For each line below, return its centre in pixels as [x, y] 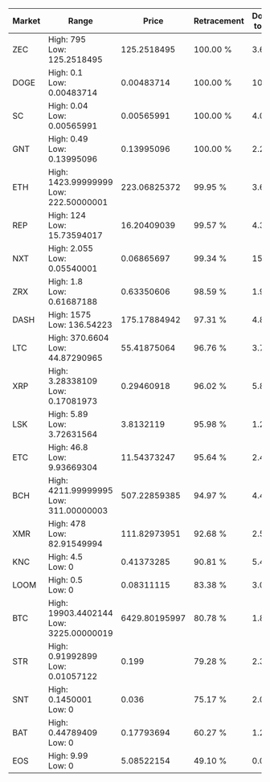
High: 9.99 [68, 756]
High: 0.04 [68, 106]
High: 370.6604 [78, 338]
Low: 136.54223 [80, 325]
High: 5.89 [68, 414]
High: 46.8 [68, 447]
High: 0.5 [65, 580]
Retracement [219, 21]
